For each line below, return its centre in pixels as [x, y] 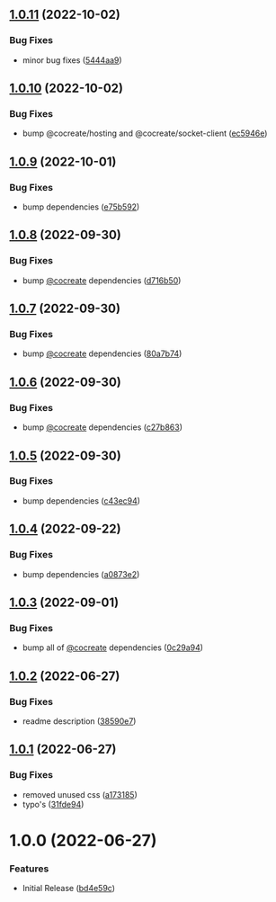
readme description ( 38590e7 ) [79, 721]
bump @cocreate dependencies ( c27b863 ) [102, 427]
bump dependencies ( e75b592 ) [81, 207]
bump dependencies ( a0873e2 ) [81, 574]
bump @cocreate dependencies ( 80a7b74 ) [102, 353]
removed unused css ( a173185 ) [80, 794]
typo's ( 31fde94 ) [53, 804]
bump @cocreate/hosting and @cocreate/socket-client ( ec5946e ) [145, 133]
